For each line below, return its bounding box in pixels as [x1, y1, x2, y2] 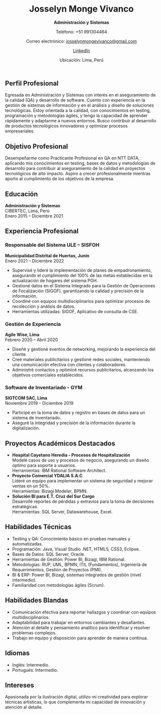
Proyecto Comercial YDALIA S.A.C [12, 473, 83, 479]
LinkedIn [73, 48, 90, 53]
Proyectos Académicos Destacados [5, 439, 115, 448]
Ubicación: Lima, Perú [59, 57, 104, 63]
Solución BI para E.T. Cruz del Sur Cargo [12, 494, 95, 499]
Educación [5, 190, 38, 198]
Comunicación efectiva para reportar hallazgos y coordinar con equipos [12, 609, 156, 615]
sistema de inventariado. [12, 415, 62, 421]
